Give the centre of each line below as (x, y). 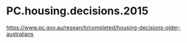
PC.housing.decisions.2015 (77, 11)
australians (20, 33)
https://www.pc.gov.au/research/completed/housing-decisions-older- (93, 27)
